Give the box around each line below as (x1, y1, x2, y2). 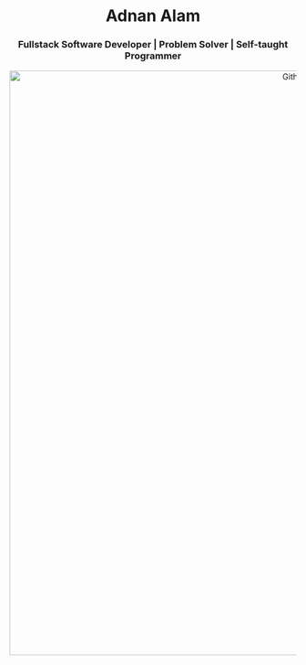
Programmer (124, 49, 182, 62)
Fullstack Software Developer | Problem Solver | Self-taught (17, 38, 289, 51)
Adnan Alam (106, 5, 200, 26)
